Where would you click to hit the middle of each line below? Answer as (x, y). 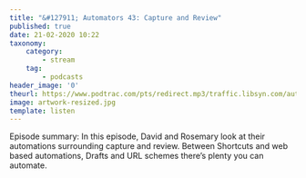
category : (45, 52)
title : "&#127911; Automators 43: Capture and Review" (116, 18)
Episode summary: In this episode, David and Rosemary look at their (138, 136)
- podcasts (63, 77)
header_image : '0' (44, 85)
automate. (28, 165)
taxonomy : (28, 43)
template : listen (42, 111)
